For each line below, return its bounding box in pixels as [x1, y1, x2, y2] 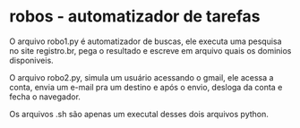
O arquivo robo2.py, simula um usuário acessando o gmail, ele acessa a [9, 72, 274, 82]
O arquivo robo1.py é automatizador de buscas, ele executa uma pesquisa [9, 36, 282, 47]
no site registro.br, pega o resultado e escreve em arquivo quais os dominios [9, 45, 292, 55]
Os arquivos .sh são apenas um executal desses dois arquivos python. [9, 108, 269, 119]
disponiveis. [9, 55, 54, 65]
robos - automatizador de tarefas [9, 6, 261, 27]
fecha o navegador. [9, 91, 81, 102]
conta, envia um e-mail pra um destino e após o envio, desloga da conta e [9, 81, 283, 92]
